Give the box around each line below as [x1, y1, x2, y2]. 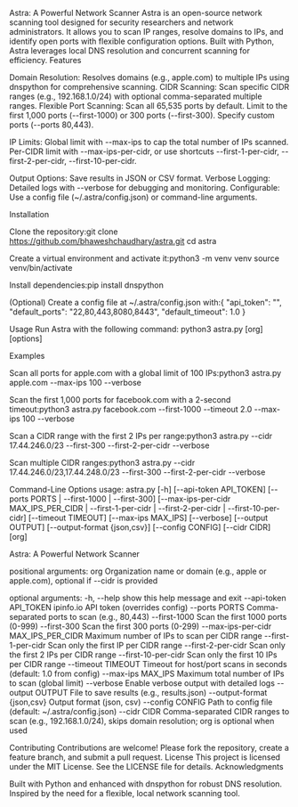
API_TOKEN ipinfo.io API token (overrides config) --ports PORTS [9, 602, 245, 613]
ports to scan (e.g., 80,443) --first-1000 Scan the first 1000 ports [48, 612, 287, 622]
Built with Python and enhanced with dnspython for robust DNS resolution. [9, 778, 283, 789]
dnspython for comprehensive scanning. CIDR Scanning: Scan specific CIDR [9, 82, 290, 92]
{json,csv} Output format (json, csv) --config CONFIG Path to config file [9, 697, 273, 707]
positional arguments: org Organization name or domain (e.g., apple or [9, 566, 267, 576]
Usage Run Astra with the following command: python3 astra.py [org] [9, 324, 264, 334]
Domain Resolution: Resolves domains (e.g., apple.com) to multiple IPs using [9, 72, 290, 83]
